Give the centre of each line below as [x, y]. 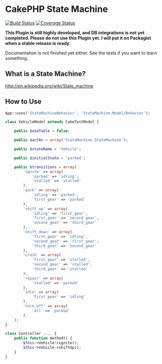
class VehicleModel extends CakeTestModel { [52, 122]
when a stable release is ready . [38, 43]
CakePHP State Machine [57, 9]
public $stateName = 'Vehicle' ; [48, 149]
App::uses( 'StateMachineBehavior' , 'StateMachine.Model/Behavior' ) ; [78, 113]
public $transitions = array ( [46, 167]
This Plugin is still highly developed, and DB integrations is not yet [75, 32]
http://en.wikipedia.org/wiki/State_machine [49, 86]
